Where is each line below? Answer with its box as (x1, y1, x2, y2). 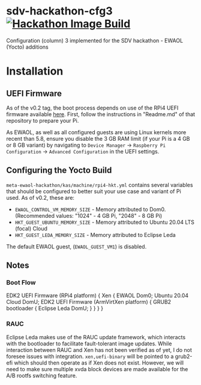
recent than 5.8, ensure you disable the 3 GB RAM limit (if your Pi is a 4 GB (6, 135, 190, 142)
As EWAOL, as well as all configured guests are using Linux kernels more (6, 128, 187, 136)
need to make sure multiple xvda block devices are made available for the (6, 365, 188, 372)
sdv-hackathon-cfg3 (6, 4, 113, 18)
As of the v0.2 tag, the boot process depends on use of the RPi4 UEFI (6, 104, 179, 111)
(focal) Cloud (14, 224, 48, 232)
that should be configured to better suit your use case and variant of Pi (6, 188, 181, 195)
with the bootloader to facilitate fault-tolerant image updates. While (6, 340, 172, 347)
